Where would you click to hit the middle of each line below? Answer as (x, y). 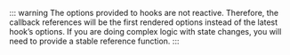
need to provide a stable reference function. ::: (94, 41)
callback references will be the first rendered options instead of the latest (144, 22)
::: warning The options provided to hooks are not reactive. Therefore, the (144, 13)
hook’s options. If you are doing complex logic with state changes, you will (145, 31)
